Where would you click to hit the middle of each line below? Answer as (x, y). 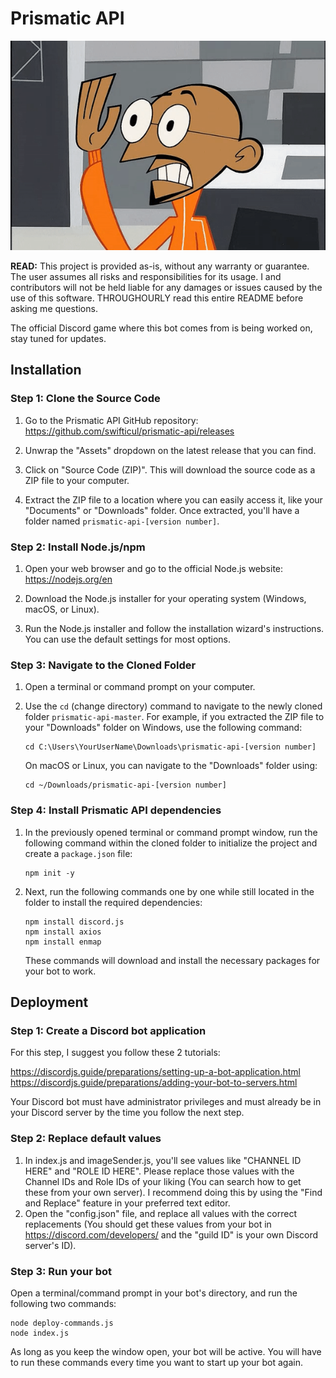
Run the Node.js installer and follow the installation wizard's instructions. (174, 629)
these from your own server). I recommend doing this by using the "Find (173, 1192)
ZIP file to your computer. (77, 480)
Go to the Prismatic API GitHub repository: (111, 420)
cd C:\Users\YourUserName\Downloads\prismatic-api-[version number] (170, 747)
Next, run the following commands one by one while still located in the (169, 891)
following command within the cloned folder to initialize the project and (171, 843)
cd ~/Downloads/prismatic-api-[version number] (125, 785)
